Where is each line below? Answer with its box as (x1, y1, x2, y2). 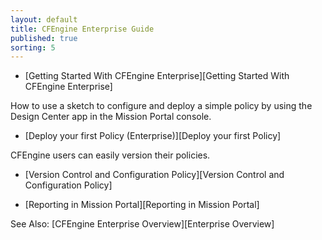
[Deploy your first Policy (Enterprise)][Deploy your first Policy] (24, 130, 282, 142)
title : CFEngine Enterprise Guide (10, 24, 155, 34)
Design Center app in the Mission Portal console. (10, 111, 212, 123)
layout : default (10, 14, 78, 25)
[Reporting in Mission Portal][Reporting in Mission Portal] (24, 199, 260, 211)
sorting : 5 (10, 42, 56, 53)
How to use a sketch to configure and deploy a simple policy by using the (10, 100, 313, 112)
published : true (10, 33, 78, 43)
